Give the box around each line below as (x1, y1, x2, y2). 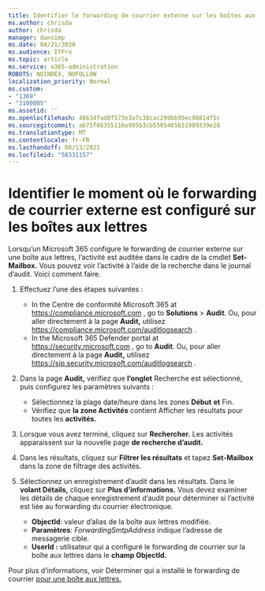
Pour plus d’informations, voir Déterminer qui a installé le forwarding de (8, 566, 241, 575)
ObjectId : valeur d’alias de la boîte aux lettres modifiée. (31, 517, 211, 526)
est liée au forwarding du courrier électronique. (19, 502, 174, 511)
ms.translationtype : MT (8, 128, 87, 136)
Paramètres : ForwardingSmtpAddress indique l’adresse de (31, 526, 222, 535)
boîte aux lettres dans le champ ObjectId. (31, 551, 167, 560)
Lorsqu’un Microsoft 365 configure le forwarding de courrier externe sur (8, 244, 244, 254)
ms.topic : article (8, 56, 69, 64)
